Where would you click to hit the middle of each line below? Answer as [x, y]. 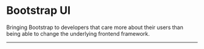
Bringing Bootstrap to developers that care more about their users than [95, 27]
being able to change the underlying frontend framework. [78, 33]
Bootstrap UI [39, 11]
